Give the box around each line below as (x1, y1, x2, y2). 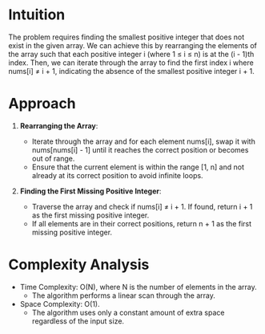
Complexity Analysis (8, 255, 150, 274)
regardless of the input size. (31, 316, 125, 326)
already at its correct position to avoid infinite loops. (31, 170, 203, 180)
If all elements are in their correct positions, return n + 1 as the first (31, 218, 252, 228)
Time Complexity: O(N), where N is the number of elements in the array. (19, 282, 258, 291)
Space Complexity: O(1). (19, 299, 100, 308)
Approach (8, 95, 76, 113)
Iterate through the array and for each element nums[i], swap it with (31, 136, 256, 146)
